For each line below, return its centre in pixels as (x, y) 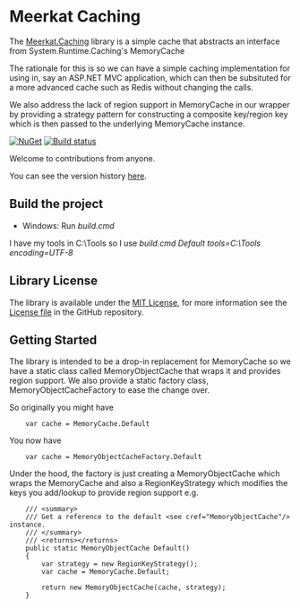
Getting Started (53, 339)
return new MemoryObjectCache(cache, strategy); (134, 588)
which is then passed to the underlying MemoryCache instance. (127, 124)
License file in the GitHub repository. (77, 312)
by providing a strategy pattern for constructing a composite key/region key (149, 114)
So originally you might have (62, 408)
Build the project (56, 204)
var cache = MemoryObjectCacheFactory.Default (114, 457)
